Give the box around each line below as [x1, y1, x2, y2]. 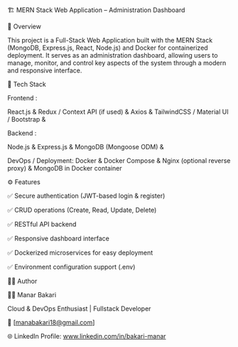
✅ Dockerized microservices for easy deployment [7, 248, 153, 257]
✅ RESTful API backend [7, 220, 77, 228]
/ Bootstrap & [7, 115, 46, 123]
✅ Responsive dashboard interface [7, 234, 110, 242]
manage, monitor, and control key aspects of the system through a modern [7, 59, 227, 67]
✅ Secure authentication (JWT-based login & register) [7, 191, 166, 200]
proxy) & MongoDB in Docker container [7, 164, 122, 172]
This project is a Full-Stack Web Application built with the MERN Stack [7, 36, 213, 44]
